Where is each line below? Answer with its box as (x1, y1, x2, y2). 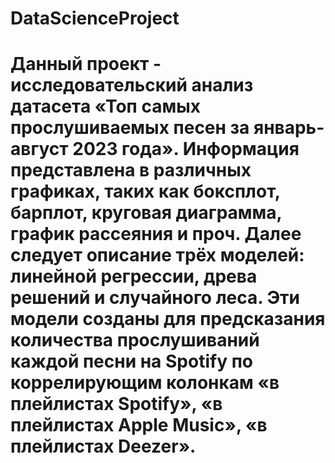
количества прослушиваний (10, 329, 260, 352)
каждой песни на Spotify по (10, 350, 253, 373)
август (10, 138, 69, 161)
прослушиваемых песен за (10, 117, 250, 139)
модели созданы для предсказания (10, 308, 326, 331)
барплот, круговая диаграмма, (10, 202, 283, 224)
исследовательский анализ (10, 74, 254, 97)
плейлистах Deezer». (10, 435, 197, 458)
